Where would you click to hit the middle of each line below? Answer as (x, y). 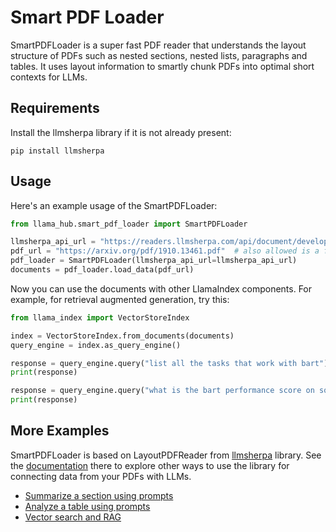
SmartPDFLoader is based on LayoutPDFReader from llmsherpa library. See (166, 455)
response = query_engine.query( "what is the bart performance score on (162, 391)
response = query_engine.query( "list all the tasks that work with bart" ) (169, 363)
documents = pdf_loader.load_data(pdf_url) (102, 270)
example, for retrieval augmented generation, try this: (120, 299)
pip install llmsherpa (57, 151)
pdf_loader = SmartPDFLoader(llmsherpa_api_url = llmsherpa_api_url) (154, 261)
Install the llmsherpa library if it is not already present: (121, 132)
